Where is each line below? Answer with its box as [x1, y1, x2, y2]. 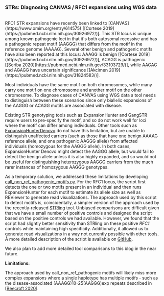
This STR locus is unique [101, 31, 152, 37]
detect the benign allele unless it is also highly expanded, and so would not [5, 154, 157, 160]
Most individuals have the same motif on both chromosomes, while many [5, 82, 153, 88]
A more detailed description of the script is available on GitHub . [5, 236, 133, 242]
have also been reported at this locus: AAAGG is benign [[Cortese [5, 51, 138, 57]
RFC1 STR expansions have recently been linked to [5, 20, 108, 26]
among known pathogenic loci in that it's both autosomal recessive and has [5, 36, 158, 42]
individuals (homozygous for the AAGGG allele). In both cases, [5, 144, 131, 149]
